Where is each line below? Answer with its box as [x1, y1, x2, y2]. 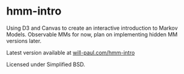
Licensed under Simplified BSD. [6, 61, 86, 68]
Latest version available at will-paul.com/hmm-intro [6, 49, 135, 56]
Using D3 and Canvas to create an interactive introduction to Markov [6, 24, 178, 32]
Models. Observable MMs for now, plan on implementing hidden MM [6, 30, 178, 38]
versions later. [6, 37, 42, 44]
